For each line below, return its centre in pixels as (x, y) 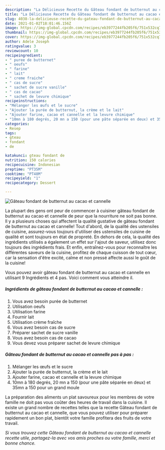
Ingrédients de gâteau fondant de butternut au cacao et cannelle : (74, 289)
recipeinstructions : (26, 101)
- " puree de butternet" (30, 60)
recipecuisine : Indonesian (33, 165)
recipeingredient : (24, 55)
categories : (17, 124)
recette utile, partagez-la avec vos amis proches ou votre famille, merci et (80, 438)
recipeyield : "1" (23, 178)
